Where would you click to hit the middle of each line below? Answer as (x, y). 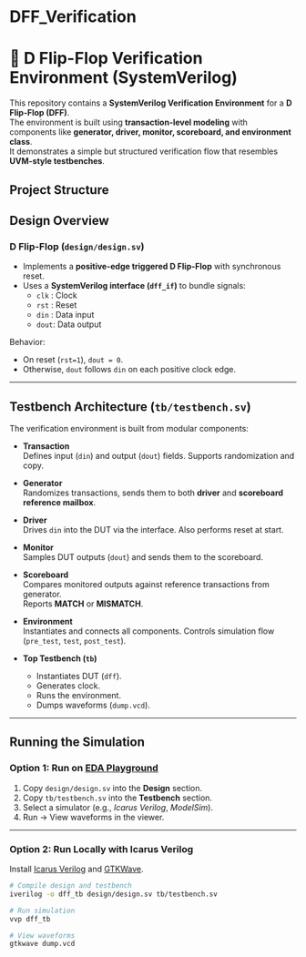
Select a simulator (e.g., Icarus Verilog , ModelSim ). (118, 807)
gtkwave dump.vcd (42, 944)
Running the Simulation (77, 743)
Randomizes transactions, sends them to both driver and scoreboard (153, 493)
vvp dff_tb (30, 919)
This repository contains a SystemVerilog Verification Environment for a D (151, 103)
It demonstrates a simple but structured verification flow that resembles (144, 151)
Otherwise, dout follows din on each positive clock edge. (129, 370)
